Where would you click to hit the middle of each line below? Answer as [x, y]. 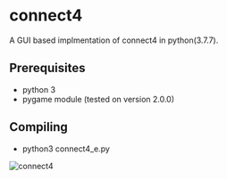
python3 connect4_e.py [66, 149]
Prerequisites [47, 68]
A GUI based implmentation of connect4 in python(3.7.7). [114, 40]
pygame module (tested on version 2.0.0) [98, 99]
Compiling [39, 127]
